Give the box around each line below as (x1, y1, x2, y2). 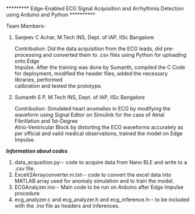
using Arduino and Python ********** (6, 11, 95, 18)
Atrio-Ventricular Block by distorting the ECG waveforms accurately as (14, 124, 183, 130)
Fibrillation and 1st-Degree (14, 118, 78, 125)
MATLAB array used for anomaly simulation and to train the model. (14, 178, 174, 184)
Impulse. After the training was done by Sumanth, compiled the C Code (14, 64, 186, 71)
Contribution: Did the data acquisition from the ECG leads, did (14, 45, 163, 52)
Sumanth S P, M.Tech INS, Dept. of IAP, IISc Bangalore (14, 94, 146, 101)
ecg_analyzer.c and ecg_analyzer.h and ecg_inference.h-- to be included (14, 196, 190, 203)
